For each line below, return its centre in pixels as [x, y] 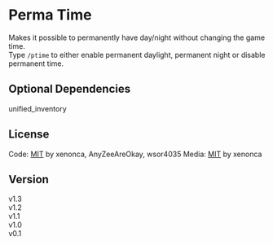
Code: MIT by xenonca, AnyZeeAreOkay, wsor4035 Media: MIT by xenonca [135, 154]
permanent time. [36, 63]
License [29, 135]
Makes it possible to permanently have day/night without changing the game [137, 37]
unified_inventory [37, 108]
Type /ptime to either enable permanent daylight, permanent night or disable [137, 55]
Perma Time [50, 15]
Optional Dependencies [70, 89]
